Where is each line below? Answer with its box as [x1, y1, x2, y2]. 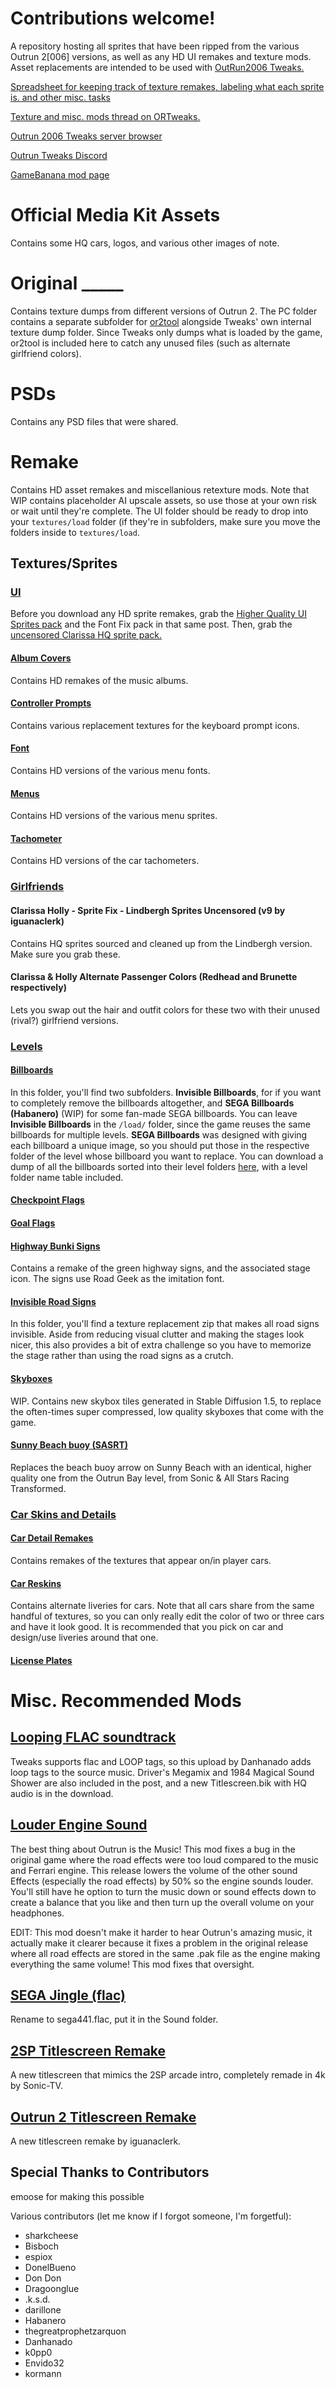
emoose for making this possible [10, 2190, 145, 2202]
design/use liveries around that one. [10, 1632, 159, 1644]
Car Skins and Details [10, 1507, 117, 1521]
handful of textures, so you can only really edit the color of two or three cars [10, 1610, 325, 1622]
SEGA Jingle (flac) [10, 1987, 126, 2004]
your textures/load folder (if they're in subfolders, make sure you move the [10, 515, 322, 527]
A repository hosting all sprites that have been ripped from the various [10, 40, 300, 52]
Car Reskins [10, 1577, 62, 1589]
